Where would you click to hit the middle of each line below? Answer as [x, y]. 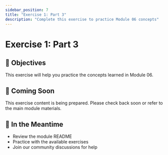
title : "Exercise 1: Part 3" [36, 15]
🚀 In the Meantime [34, 124]
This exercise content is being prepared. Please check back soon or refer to [84, 103]
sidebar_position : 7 [27, 10]
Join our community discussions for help [55, 147]
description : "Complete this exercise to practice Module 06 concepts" [82, 19]
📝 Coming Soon [30, 91]
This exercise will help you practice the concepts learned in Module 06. [79, 75]
